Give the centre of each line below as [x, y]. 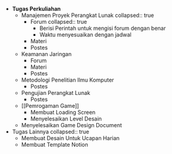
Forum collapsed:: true [59, 22]
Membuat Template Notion [55, 145]
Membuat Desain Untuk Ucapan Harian [70, 138]
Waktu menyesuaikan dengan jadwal [85, 35]
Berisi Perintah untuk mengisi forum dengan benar [102, 28]
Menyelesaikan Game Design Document [71, 125]
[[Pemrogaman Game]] [50, 106]
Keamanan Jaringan [46, 54]
